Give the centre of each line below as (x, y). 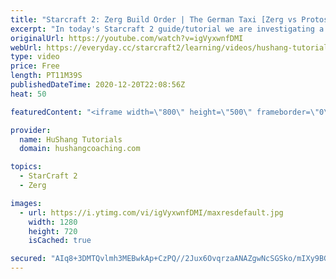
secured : (28, 259)
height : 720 (53, 231)
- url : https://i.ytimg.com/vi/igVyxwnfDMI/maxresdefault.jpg (151, 212)
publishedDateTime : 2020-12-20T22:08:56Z (98, 85)
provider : (31, 130)
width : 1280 (53, 222)
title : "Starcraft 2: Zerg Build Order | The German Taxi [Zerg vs (154, 19)
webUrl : (26, 47)
